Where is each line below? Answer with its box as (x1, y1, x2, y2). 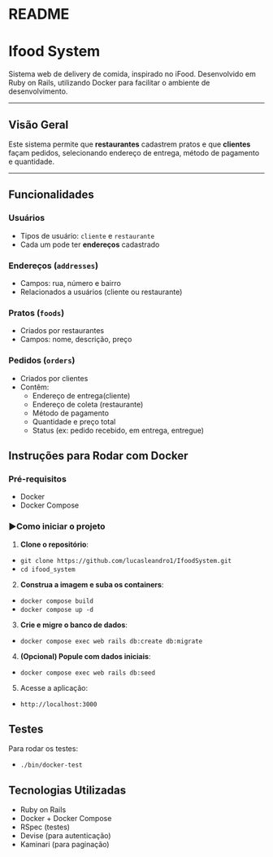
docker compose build (19, 596, 93, 605)
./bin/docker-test (19, 761, 83, 770)
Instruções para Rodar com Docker (8, 449, 188, 463)
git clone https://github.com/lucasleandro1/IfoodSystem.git (19, 556, 232, 565)
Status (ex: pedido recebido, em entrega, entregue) (32, 425, 205, 435)
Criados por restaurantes (19, 326, 104, 336)
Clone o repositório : (19, 539, 89, 549)
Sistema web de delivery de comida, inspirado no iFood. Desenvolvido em (8, 69, 256, 79)
